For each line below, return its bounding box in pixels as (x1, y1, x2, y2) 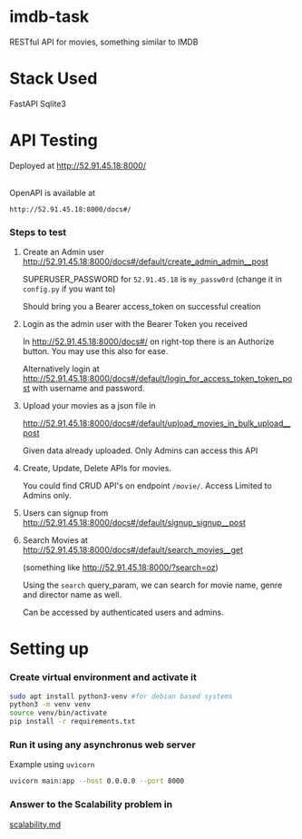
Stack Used (9, 68, 98, 89)
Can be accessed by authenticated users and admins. (22, 607, 224, 618)
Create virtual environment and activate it (9, 671, 197, 684)
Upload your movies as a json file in (22, 400, 156, 411)
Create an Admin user (22, 247, 105, 258)
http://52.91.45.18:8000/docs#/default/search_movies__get (22, 545, 243, 556)
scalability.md (9, 819, 62, 830)
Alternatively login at (22, 363, 100, 374)
